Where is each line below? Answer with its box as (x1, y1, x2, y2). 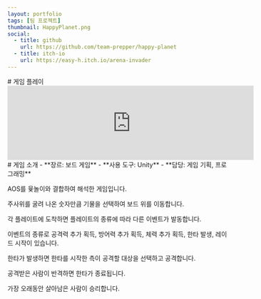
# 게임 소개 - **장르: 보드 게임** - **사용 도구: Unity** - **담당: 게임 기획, (7, 160, 214, 169)
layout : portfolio (7, 10, 62, 18)
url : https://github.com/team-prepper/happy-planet (20, 43, 177, 51)
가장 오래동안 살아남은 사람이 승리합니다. (7, 284, 120, 293)
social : (7, 30, 31, 38)
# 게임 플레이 (7, 77, 44, 85)
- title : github (14, 37, 62, 44)
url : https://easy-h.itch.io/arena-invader (20, 57, 152, 64)
